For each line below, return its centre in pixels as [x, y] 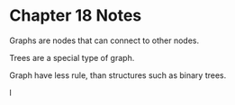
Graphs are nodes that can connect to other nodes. [104, 40]
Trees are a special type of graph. [72, 57]
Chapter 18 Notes [76, 16]
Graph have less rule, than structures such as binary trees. [118, 75]
